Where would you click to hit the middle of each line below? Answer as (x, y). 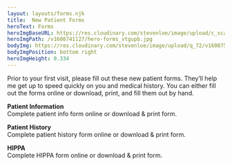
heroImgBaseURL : (30, 33)
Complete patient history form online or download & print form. (97, 134)
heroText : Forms (30, 26)
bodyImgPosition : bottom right (52, 53)
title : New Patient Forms (46, 20)
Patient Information (36, 106)
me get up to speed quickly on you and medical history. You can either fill (112, 85)
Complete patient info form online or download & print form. (92, 113)
